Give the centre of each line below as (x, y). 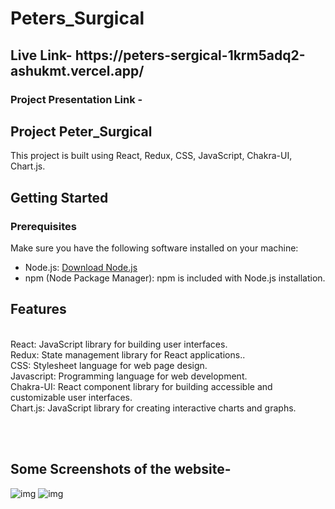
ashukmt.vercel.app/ (77, 70)
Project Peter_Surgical (81, 131)
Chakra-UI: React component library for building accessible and (141, 386)
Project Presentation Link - (76, 99)
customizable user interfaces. (71, 397)
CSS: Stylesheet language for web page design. (109, 365)
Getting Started (59, 197)
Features (38, 309)
